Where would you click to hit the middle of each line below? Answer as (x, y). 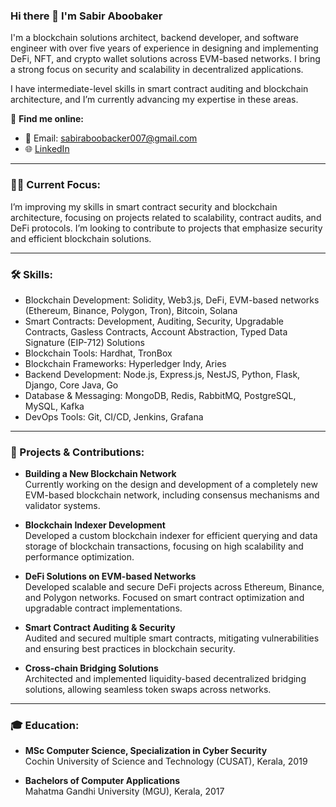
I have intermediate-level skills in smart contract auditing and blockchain (159, 89)
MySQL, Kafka (54, 406)
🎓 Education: (45, 726)
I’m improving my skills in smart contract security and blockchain (144, 206)
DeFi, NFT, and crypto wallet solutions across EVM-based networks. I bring (165, 59)
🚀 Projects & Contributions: (77, 452)
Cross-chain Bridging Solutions (91, 668)
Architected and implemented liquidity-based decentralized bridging (165, 679)
